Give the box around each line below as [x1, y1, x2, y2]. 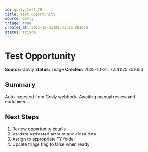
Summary [5, 81, 36, 89]
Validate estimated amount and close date [12, 131, 96, 136]
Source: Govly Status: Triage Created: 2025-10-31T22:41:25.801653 [5, 67, 144, 72]
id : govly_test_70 [5, 7, 42, 12]
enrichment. [5, 99, 29, 104]
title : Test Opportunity [5, 12, 55, 17]
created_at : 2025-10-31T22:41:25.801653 [5, 25, 89, 30]
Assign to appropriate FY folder [12, 136, 75, 142]
